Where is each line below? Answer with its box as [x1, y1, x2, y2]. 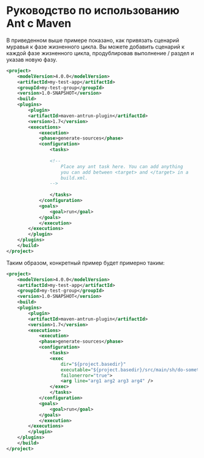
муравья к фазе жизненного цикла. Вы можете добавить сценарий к [6, 43, 185, 50]
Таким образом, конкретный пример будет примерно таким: [6, 259, 165, 266]
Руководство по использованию [6, 4, 180, 18]
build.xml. [60, 175, 88, 181]
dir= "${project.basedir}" [60, 361, 126, 367]
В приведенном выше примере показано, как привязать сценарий [6, 36, 179, 44]
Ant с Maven [6, 16, 72, 30]
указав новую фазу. [6, 56, 58, 63]
